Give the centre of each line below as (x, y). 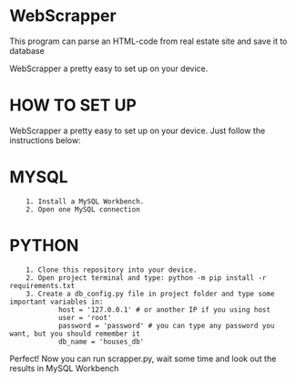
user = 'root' (85, 317)
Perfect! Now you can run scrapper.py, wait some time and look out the (143, 358)
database (27, 50)
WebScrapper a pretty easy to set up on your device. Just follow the (138, 130)
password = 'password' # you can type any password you (166, 326)
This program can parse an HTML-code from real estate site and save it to (148, 41)
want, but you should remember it (75, 334)
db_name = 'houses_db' (101, 342)
